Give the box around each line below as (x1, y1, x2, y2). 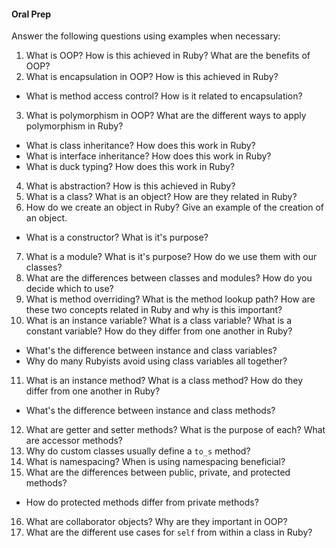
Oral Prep (11, 8, 52, 20)
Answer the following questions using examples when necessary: (11, 30, 281, 42)
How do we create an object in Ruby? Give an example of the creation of (25, 201, 325, 214)
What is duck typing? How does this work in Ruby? (25, 161, 235, 173)
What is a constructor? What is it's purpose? (25, 231, 209, 244)
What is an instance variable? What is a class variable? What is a (25, 315, 293, 327)
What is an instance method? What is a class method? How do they (25, 375, 304, 387)
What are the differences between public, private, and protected (25, 466, 291, 479)
